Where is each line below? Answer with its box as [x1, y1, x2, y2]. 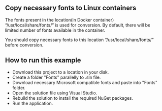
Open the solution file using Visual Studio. [12, 90, 97, 96]
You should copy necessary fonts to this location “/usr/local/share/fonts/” [5, 37, 154, 43]
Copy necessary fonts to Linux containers [5, 4, 136, 12]
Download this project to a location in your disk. [12, 69, 109, 75]
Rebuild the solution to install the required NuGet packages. [12, 95, 133, 101]
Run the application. [12, 100, 53, 106]
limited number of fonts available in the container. [5, 27, 106, 33]
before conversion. [5, 42, 44, 48]
